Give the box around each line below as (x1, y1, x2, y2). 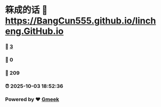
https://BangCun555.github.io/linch (5, 15, 157, 27)
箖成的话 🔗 (5, 4, 48, 16)
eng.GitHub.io (5, 26, 64, 37)
